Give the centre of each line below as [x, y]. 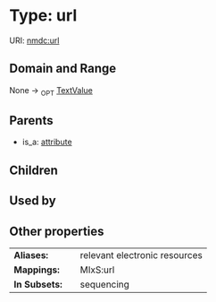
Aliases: [31, 255]
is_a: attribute [47, 142]
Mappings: [37, 270]
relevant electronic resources [141, 255]
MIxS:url [97, 270]
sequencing [104, 284]
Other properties [57, 231]
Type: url [43, 16]
